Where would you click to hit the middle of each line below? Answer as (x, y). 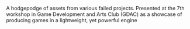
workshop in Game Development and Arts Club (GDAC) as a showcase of (94, 14)
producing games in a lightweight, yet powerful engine (72, 20)
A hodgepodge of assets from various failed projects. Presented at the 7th (96, 8)
